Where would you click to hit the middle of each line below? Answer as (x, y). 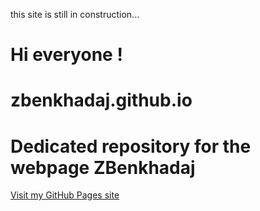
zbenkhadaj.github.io (101, 100)
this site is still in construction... (75, 14)
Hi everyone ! (66, 55)
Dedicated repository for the (131, 146)
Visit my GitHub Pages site (65, 195)
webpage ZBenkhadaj (103, 167)
